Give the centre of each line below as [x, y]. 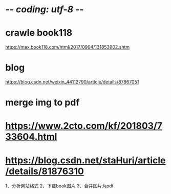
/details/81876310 [45, 171]
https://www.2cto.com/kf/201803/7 [84, 126]
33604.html [31, 137]
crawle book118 [39, 33]
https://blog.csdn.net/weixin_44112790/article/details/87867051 [72, 82]
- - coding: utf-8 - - [45, 9]
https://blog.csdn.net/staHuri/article [85, 160]
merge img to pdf [42, 103]
